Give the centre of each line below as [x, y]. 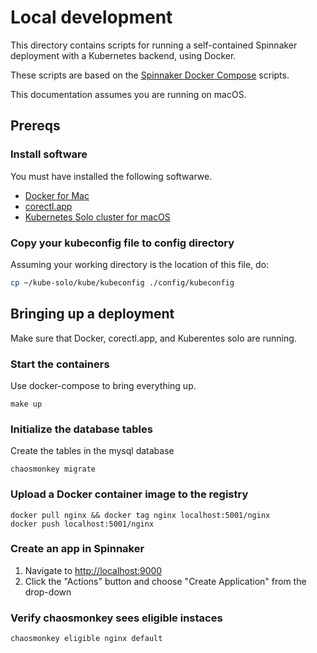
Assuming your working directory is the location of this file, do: [140, 264]
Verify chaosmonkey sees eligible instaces [116, 618]
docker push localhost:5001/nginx [82, 524]
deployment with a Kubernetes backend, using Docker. [123, 55]
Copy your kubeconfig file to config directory [122, 243]
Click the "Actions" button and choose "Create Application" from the [165, 581]
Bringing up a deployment [92, 314]
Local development [91, 17]
